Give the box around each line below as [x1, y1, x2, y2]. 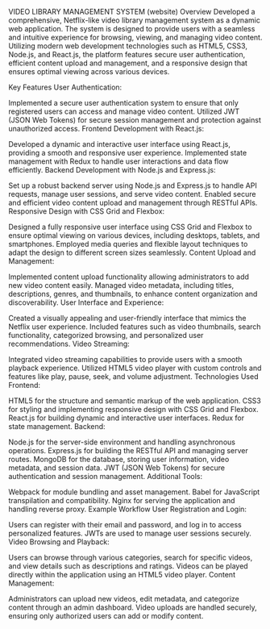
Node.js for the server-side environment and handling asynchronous [8, 437, 236, 447]
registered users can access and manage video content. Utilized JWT [8, 106, 240, 116]
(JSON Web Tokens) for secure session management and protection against [8, 115, 262, 124]
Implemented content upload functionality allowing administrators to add [8, 272, 250, 281]
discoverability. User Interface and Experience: [8, 298, 164, 307]
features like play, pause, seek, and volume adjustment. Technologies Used [8, 372, 259, 381]
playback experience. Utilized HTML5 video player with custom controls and [8, 363, 262, 373]
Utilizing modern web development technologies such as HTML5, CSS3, [8, 41, 248, 51]
